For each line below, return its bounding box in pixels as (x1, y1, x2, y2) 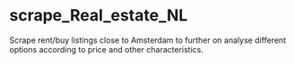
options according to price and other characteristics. (9, 44, 204, 54)
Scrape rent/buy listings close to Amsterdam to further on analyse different (9, 35, 287, 45)
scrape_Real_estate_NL (9, 5, 188, 26)
